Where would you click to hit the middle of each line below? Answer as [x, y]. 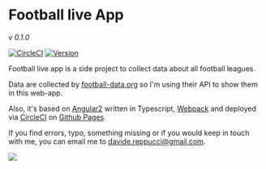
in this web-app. [36, 93]
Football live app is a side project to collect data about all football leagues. [132, 68]
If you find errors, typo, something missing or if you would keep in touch [129, 133]
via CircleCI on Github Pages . [58, 117]
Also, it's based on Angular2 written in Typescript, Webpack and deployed [133, 108]
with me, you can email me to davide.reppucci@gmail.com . [107, 141]
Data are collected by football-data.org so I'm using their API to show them [133, 84]
